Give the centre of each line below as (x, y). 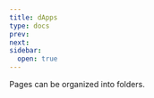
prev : (19, 34)
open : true (38, 59)
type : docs (30, 26)
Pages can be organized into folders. (77, 84)
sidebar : (26, 51)
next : (19, 42)
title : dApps (34, 17)
